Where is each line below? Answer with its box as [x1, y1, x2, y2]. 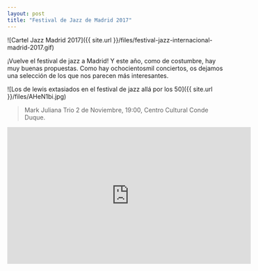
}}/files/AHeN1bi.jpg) [7, 92, 67, 101]
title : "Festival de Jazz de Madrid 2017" [7, 17, 132, 24]
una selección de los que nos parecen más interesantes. [7, 71, 169, 80]
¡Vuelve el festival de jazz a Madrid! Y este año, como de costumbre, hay [7, 56, 216, 65]
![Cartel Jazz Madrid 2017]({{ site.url [7, 35, 112, 44]
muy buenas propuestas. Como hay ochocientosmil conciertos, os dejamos [7, 64, 223, 72]
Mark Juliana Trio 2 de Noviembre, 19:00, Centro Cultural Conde [24, 106, 209, 114]
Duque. [24, 113, 46, 122]
